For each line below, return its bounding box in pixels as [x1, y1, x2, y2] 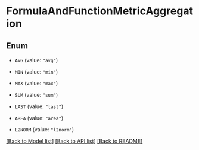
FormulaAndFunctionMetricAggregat [6, 4, 194, 18]
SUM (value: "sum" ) [14, 91, 58, 98]
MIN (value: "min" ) [14, 68, 58, 75]
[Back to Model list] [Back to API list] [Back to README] [6, 137, 143, 145]
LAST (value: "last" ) [14, 103, 64, 110]
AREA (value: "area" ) [14, 115, 64, 121]
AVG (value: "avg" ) [14, 57, 58, 63]
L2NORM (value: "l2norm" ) [14, 126, 74, 133]
